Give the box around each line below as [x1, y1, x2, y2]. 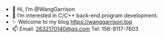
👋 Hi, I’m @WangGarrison [11, 6, 75, 12]
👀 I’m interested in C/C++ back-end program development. [11, 12, 159, 19]
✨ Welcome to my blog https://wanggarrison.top [11, 18, 133, 25]
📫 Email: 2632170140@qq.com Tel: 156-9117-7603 [11, 26, 139, 32]
